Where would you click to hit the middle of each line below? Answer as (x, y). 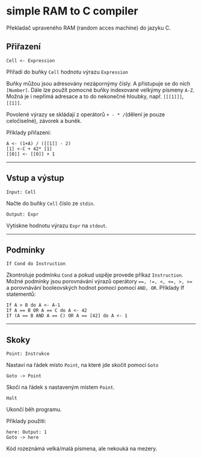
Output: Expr (23, 214)
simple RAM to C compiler (72, 11)
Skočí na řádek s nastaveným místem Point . (61, 387)
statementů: (21, 294)
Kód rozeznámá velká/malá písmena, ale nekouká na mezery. (82, 449)
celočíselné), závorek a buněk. (44, 121)
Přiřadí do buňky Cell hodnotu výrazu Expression (67, 72)
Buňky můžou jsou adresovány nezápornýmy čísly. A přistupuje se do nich (98, 83)
